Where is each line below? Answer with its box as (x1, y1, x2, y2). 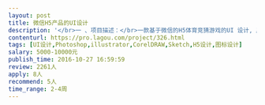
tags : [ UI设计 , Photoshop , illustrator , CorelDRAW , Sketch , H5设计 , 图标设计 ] (8, 41, 243, 49)
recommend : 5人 (8, 77, 57, 85)
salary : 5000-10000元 (8, 48, 78, 56)
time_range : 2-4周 (8, 84, 68, 93)
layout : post (8, 11, 51, 20)
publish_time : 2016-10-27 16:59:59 (8, 56, 125, 64)
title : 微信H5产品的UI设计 (8, 19, 88, 27)
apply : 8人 (8, 70, 43, 78)
